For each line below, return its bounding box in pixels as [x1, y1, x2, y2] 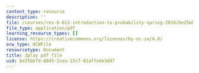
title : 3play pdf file [6, 52, 62, 58]
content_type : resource [6, 8, 65, 15]
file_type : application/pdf [6, 25, 76, 31]
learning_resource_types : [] [6, 31, 78, 36]
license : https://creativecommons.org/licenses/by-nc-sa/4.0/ [6, 36, 163, 42]
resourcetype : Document [6, 47, 65, 53]
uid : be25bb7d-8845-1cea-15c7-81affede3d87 [6, 58, 115, 64]
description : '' [6, 14, 46, 20]
